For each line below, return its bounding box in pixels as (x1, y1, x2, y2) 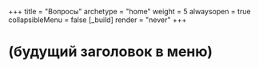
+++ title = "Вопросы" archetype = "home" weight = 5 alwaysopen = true (8, 7, 251, 16)
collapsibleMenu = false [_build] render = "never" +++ (8, 15, 187, 25)
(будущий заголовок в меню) (8, 43, 213, 61)
